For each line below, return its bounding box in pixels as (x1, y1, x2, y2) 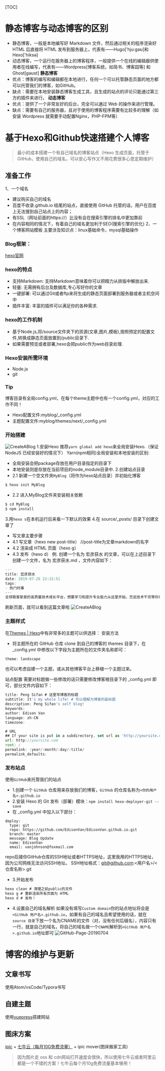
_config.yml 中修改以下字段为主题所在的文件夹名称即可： (12, 646, 128, 652)
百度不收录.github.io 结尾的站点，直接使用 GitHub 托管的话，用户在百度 (12, 202, 157, 208)
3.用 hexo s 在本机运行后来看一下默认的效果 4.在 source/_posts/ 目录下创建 (5, 516, 155, 522)
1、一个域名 (5, 185, 28, 191)
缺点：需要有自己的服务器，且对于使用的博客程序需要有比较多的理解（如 (12, 107, 159, 113)
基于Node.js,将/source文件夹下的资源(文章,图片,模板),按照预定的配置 (12, 328, 151, 334)
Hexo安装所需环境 (5, 355, 48, 361)
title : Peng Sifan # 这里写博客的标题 (5, 692, 79, 697)
